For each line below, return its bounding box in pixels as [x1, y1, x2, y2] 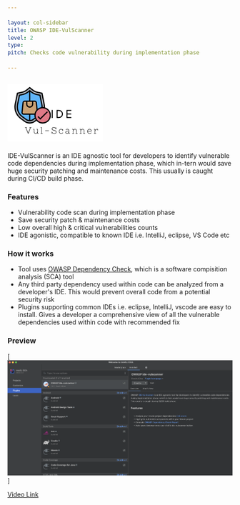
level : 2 [7, 34, 34, 41]
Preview [7, 336, 36, 346]
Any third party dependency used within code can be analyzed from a [17, 280, 224, 289]
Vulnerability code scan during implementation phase [17, 208, 176, 216]
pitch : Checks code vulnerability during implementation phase [7, 49, 200, 56]
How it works [7, 249, 54, 259]
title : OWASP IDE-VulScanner [7, 26, 94, 34]
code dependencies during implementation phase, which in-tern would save [7, 159, 232, 167]
